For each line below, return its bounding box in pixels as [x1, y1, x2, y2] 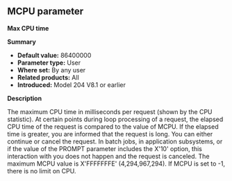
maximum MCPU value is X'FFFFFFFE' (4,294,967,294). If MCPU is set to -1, [7, 159, 226, 168]
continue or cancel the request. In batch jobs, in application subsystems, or [7, 137, 223, 145]
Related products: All [17, 73, 80, 81]
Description [7, 94, 42, 102]
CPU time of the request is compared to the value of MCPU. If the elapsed [7, 122, 219, 131]
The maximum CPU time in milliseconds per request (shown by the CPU [7, 107, 213, 116]
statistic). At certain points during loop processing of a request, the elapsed [7, 115, 224, 123]
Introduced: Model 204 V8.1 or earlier [17, 80, 126, 89]
